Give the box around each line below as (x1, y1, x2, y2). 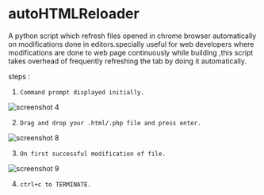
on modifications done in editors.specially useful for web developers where (8, 39, 254, 48)
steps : (8, 71, 30, 81)
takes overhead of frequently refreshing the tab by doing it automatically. (8, 56, 247, 66)
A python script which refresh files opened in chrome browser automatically (8, 31, 257, 40)
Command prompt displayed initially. (19, 88, 145, 96)
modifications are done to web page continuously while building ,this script (8, 48, 254, 57)
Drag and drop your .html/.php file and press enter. (19, 119, 201, 127)
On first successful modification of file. (19, 150, 166, 158)
